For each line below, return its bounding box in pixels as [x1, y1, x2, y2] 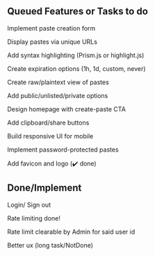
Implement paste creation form [7, 24, 96, 32]
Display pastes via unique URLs [7, 38, 97, 46]
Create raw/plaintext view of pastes [7, 78, 109, 86]
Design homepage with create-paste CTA [7, 104, 127, 113]
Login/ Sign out [7, 200, 51, 209]
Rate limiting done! [7, 214, 60, 222]
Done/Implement [7, 182, 82, 194]
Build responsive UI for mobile [7, 131, 94, 140]
